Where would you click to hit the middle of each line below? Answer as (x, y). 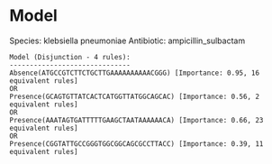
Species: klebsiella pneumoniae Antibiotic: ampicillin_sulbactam (127, 41)
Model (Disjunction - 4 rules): (70, 57)
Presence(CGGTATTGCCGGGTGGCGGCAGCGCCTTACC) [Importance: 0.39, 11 (136, 144)
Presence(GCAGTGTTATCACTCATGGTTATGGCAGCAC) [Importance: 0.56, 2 (134, 96)
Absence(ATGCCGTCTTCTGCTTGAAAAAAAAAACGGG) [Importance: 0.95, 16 (134, 73)
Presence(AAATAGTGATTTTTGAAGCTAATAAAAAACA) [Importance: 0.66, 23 (136, 120)
